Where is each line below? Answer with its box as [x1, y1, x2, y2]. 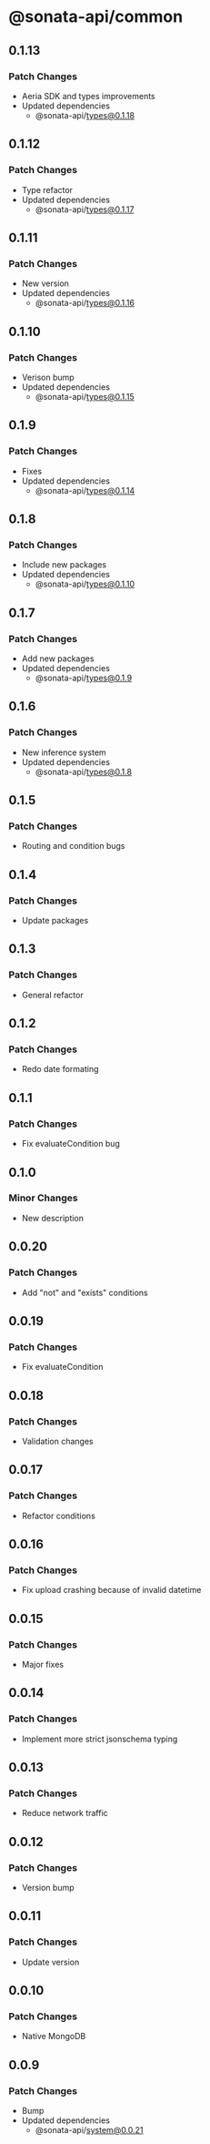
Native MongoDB [21, 2031, 86, 2042]
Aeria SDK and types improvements [21, 90, 155, 101]
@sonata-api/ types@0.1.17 [35, 203, 135, 215]
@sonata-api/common [8, 6, 184, 27]
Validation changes [21, 1435, 94, 1446]
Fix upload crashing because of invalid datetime [21, 1585, 202, 1596]
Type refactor [21, 184, 74, 195]
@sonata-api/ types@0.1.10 [35, 578, 135, 589]
